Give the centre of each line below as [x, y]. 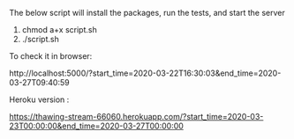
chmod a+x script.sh [59, 29]
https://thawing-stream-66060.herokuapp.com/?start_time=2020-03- [136, 117]
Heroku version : [39, 99]
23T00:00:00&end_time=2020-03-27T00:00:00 [96, 126]
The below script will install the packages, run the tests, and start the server [147, 13]
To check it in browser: [51, 56]
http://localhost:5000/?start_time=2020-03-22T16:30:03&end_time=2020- [145, 73]
